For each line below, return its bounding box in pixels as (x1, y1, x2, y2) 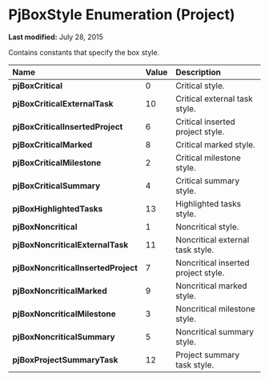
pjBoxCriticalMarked (12, 138, 93, 150)
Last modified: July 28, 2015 (8, 32, 104, 42)
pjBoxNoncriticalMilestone (12, 308, 116, 319)
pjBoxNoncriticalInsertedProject (12, 262, 139, 273)
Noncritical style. (175, 221, 239, 232)
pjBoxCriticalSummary (12, 180, 101, 191)
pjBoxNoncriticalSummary (12, 331, 115, 342)
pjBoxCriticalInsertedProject (12, 121, 123, 132)
